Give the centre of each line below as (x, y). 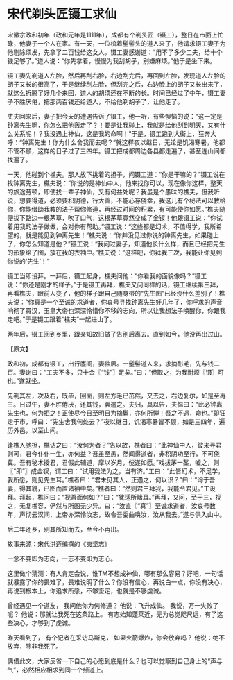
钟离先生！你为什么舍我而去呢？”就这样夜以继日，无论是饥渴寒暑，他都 (123, 142)
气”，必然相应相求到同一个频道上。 (57, 670)
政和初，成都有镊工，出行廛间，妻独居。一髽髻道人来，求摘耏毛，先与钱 (110, 363)
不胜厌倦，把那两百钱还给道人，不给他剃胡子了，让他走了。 (98, 101)
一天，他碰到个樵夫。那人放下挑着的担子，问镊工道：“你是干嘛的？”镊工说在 (116, 174)
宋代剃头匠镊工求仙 (62, 14)
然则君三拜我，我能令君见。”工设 (170, 488)
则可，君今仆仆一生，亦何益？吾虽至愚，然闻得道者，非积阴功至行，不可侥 (113, 453)
